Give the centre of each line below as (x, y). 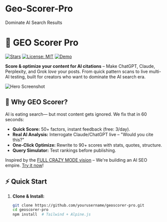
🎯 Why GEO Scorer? (37, 102)
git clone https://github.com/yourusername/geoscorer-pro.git (78, 205)
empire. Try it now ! (24, 165)
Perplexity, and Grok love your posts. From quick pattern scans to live (77, 71)
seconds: (15, 119)
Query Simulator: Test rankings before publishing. (64, 150)
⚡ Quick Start (26, 182)
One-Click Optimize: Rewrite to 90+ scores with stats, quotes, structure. (87, 145)
